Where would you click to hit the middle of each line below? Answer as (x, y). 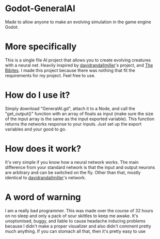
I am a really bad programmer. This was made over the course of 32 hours (79, 210)
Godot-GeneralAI (40, 8)
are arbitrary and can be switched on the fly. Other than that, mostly (73, 172)
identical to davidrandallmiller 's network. (46, 177)
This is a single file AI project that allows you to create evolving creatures (78, 60)
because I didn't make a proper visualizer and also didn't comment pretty (78, 226)
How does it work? (43, 149)
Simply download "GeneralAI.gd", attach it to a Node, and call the (70, 108)
